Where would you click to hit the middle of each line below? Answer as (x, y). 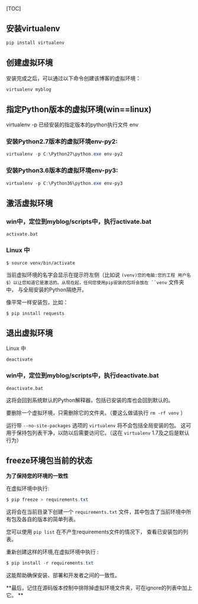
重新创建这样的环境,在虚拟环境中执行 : (53, 552)
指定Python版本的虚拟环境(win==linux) (79, 109)
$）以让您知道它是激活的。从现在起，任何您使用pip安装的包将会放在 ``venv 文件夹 (95, 282)
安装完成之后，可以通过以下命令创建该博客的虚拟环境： (73, 78)
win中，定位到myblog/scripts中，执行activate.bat (79, 221)
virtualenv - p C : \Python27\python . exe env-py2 (64, 154)
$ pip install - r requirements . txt (50, 563)
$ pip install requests (35, 313)
